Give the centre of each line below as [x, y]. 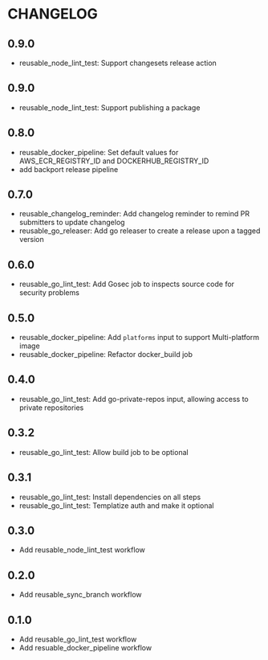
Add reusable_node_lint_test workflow [82, 550]
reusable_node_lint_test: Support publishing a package [110, 107]
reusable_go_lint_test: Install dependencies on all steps [110, 497]
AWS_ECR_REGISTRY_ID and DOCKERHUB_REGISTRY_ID [114, 161]
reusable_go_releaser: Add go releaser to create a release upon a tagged [140, 231]
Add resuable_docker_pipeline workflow [85, 647]
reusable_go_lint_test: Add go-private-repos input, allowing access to [134, 399]
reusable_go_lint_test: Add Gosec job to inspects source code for [126, 284]
